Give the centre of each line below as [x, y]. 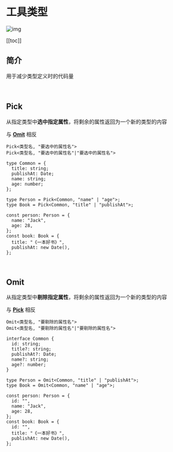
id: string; [26, 344]
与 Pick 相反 [21, 310]
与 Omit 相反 [22, 134]
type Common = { [26, 163]
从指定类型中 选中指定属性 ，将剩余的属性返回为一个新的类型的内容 [86, 122]
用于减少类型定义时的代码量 [40, 76]
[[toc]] [14, 40]
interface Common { [30, 339]
